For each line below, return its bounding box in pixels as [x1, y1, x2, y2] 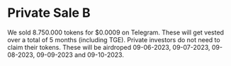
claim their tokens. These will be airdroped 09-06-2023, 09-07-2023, [7, 43, 210, 51]
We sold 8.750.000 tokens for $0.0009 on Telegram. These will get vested [7, 28, 225, 37]
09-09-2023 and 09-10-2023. [36, 51, 124, 59]
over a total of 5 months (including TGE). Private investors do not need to [7, 35, 221, 44]
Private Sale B [7, 5, 91, 21]
